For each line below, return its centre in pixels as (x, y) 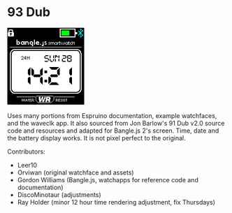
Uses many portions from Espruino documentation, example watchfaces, (112, 115)
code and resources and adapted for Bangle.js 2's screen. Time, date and (113, 131)
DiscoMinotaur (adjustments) (59, 194)
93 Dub (29, 12)
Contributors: (26, 152)
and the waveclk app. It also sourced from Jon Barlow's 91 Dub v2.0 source (116, 123)
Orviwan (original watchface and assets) (75, 172)
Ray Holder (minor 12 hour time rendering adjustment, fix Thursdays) (116, 202)
